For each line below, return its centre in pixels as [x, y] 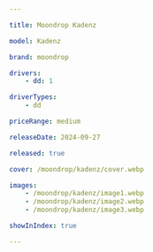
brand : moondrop [39, 57]
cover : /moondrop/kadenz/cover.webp [76, 169]
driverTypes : [33, 97]
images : [23, 185]
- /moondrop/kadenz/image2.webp [84, 202]
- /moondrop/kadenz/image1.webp [84, 194]
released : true [37, 153]
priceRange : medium [45, 121]
